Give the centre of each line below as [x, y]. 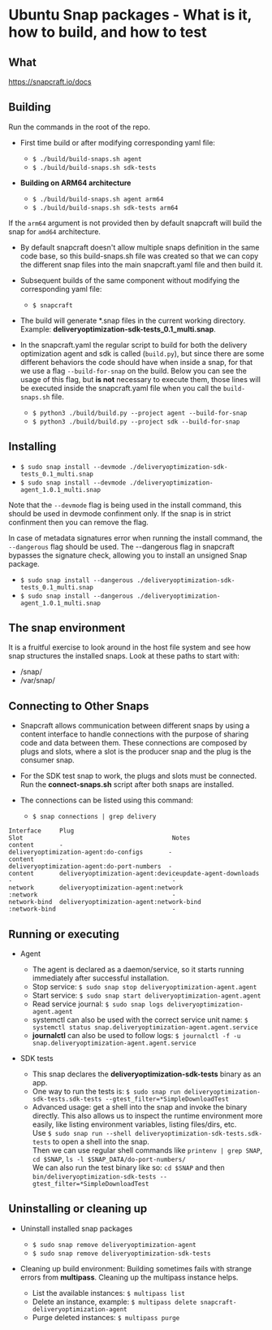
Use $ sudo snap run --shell [82, 1133]
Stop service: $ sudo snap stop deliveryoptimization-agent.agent [145, 987]
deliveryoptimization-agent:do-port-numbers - [91, 867]
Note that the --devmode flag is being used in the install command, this [125, 505]
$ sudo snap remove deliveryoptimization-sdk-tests [121, 1254]
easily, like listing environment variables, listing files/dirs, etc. [134, 1124]
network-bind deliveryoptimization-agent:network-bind [105, 902]
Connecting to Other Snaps [79, 706]
